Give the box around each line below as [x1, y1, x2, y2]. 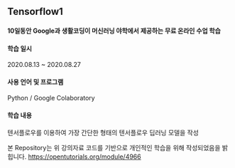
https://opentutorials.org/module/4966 [28, 152, 141, 161]
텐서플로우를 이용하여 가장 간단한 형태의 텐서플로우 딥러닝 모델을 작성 [7, 128, 199, 137]
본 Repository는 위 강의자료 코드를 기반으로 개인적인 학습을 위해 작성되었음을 [7, 143, 221, 152]
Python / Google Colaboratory [7, 94, 95, 103]
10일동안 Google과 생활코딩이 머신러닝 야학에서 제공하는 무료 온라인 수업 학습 [7, 26, 222, 35]
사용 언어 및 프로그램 [7, 78, 64, 86]
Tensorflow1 [7, 6, 64, 18]
